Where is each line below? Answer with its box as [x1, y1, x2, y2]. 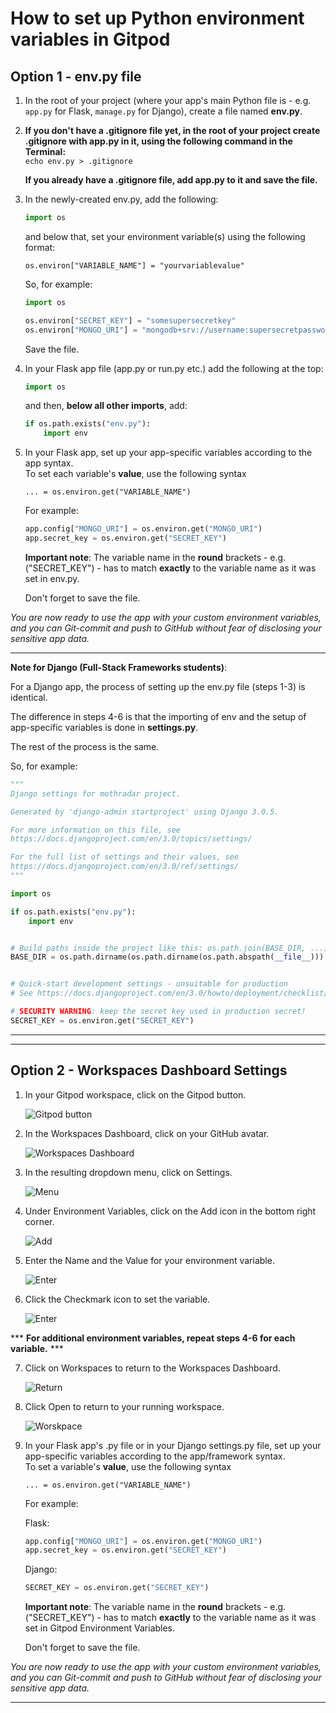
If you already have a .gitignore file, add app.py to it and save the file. [24, 174, 318, 186]
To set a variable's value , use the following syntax [24, 1460, 232, 1472]
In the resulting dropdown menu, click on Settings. [24, 1166, 233, 1178]
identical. [10, 691, 48, 703]
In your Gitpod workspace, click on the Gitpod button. [24, 1088, 247, 1101]
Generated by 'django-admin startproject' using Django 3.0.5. [10, 807, 280, 817]
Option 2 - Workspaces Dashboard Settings [10, 1062, 288, 1079]
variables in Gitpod [10, 28, 171, 51]
